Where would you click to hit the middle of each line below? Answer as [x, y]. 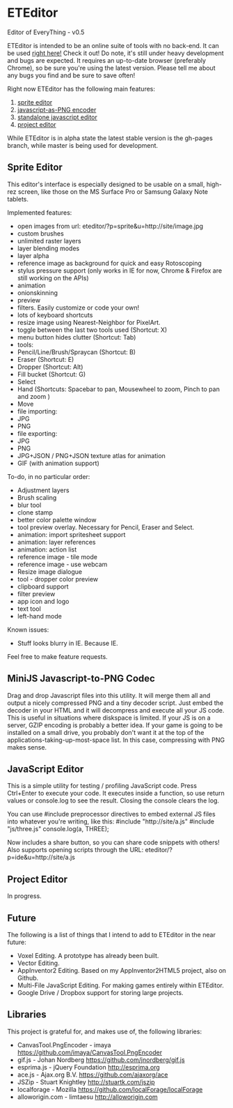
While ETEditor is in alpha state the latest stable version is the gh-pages [110, 138]
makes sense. [27, 747]
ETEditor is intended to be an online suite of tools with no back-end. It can [113, 45]
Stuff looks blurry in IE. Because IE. [67, 643]
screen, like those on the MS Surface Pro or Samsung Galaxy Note [113, 191]
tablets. [18, 199]
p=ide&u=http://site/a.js [41, 857]
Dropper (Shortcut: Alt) [50, 367]
